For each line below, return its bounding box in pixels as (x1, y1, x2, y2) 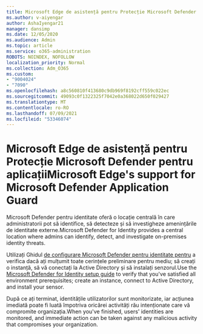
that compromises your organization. (6, 321, 98, 328)
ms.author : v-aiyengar (6, 15, 64, 21)
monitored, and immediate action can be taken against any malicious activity (6, 315, 198, 322)
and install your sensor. (6, 283, 65, 291)
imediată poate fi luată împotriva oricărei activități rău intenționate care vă (6, 301, 190, 309)
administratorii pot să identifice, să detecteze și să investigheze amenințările (6, 220, 197, 227)
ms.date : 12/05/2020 (6, 32, 59, 38)
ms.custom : (6, 71, 34, 77)
